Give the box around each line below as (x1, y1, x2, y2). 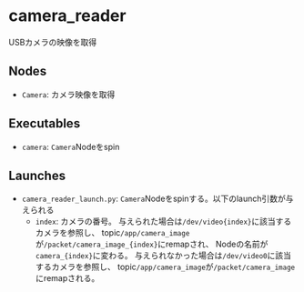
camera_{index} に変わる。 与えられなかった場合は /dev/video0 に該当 (35, 250, 292, 261)
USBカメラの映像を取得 (8, 36, 97, 47)
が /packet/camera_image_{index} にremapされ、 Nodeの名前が (35, 238, 269, 250)
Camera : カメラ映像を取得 (21, 88, 116, 100)
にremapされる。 (35, 273, 100, 284)
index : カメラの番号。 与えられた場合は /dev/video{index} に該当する (35, 216, 292, 227)
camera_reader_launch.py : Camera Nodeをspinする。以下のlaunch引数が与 (21, 193, 294, 205)
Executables (8, 116, 81, 132)
